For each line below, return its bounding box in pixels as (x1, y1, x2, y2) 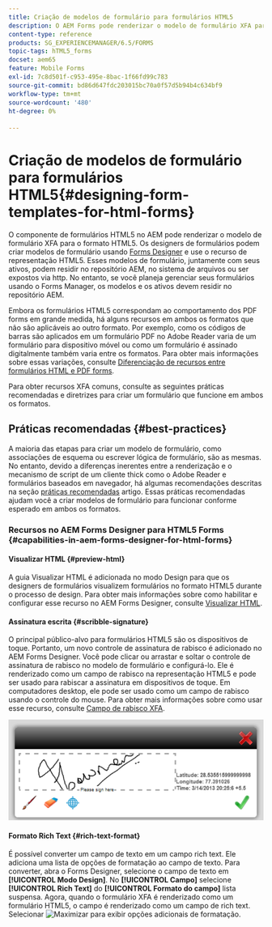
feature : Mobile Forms (8, 65, 85, 73)
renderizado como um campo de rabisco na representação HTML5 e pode (8, 669, 257, 679)
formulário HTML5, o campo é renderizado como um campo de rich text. (8, 900, 251, 910)
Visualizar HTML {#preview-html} (8, 555, 125, 564)
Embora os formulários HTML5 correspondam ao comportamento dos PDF (8, 306, 257, 316)
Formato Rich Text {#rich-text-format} (8, 831, 141, 841)
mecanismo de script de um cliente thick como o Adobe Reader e (8, 470, 227, 479)
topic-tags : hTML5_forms (8, 47, 92, 56)
